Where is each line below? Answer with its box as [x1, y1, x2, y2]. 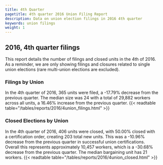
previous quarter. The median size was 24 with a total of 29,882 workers [5, 95, 151, 101]
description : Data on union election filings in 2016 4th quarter [5, 16, 143, 21]
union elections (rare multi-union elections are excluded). [5, 66, 120, 72]
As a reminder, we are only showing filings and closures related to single [5, 61, 150, 67]
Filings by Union [5, 78, 44, 85]
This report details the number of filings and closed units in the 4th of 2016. [5, 56, 156, 62]
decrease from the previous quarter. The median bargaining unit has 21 [5, 149, 147, 155]
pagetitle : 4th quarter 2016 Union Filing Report [5, 12, 108, 17]
